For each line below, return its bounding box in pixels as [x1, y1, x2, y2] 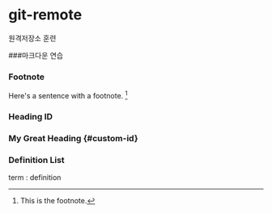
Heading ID [8, 111, 53, 122]
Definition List [8, 154, 65, 165]
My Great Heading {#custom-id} [8, 132, 139, 144]
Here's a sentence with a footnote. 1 [8, 90, 128, 100]
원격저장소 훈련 [8, 33, 57, 43]
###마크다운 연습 [8, 50, 63, 60]
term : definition [8, 173, 62, 182]
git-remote [8, 6, 83, 24]
